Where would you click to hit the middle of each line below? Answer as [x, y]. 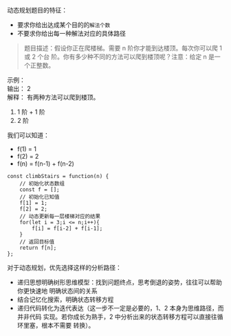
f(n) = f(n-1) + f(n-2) [45, 164]
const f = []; [40, 190]
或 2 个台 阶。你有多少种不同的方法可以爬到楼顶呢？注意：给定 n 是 [119, 57]
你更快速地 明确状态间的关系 [57, 291]
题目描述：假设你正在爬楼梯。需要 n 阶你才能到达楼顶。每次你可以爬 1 [123, 48]
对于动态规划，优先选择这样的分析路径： [64, 267]
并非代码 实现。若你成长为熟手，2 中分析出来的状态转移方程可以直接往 [117, 317]
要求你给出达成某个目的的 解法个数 [64, 25]
